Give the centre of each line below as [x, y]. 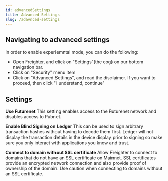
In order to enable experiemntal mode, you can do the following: [72, 52]
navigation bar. [28, 67]
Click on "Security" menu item [44, 73]
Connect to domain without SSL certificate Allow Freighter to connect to [81, 152]
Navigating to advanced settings [58, 40]
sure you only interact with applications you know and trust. [67, 143]
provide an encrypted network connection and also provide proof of [76, 163]
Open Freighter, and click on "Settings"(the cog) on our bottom [78, 62]
